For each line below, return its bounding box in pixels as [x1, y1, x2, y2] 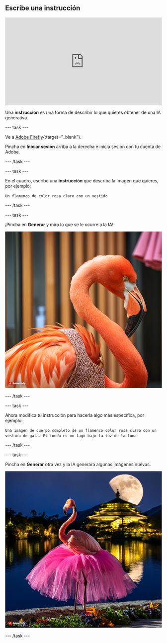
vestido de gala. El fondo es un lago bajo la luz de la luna [5, 433, 137, 439]
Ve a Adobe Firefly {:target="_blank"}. [5, 134, 82, 140]
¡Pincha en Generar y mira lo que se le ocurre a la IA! [5, 222, 114, 228]
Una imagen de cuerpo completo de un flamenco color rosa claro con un [5, 428, 157, 433]
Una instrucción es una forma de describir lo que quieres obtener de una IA [5, 109, 161, 116]
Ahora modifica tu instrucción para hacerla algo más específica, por [5, 412, 145, 418]
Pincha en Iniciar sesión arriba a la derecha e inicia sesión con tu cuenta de [5, 144, 161, 150]
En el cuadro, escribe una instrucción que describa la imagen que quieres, [5, 178, 159, 184]
